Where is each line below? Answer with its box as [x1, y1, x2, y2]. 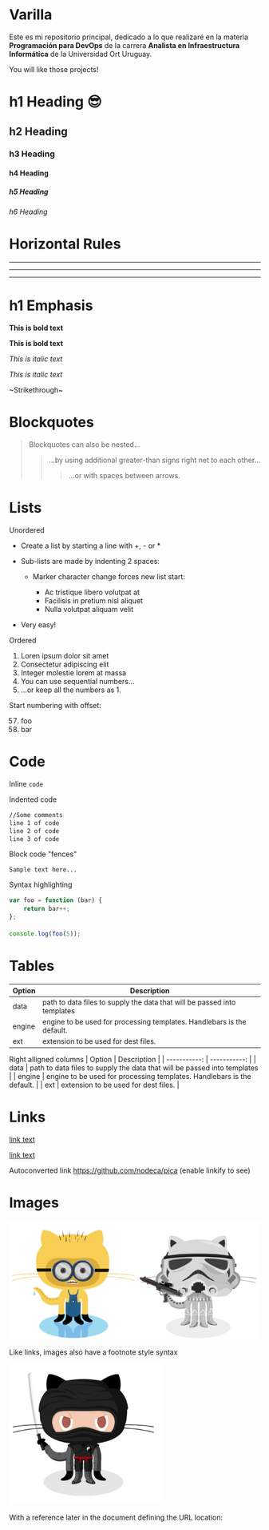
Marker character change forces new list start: [32, 571, 186, 582]
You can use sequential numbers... [20, 676, 135, 686]
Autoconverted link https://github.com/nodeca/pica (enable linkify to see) [9, 1166, 251, 1175]
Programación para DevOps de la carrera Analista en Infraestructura [9, 40, 240, 50]
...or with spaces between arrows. [68, 470, 180, 480]
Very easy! [20, 619, 57, 630]
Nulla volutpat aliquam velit [44, 604, 134, 614]
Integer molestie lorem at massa [20, 667, 127, 678]
